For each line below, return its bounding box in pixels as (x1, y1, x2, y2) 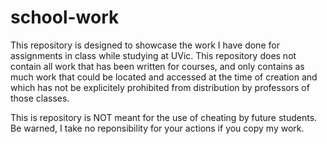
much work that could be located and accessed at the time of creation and (10, 71, 318, 83)
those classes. (10, 92, 70, 104)
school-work (10, 6, 120, 29)
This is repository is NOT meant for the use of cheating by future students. (10, 111, 318, 123)
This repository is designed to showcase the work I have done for (10, 39, 280, 51)
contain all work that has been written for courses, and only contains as (10, 60, 305, 72)
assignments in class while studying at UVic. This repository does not (10, 49, 297, 61)
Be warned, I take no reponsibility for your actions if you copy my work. (10, 122, 305, 134)
